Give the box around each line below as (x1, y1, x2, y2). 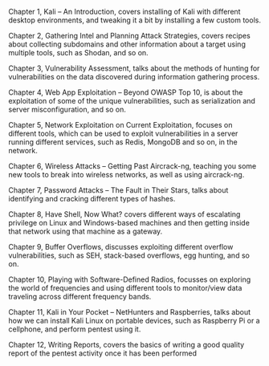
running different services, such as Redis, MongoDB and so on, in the (8, 137, 238, 147)
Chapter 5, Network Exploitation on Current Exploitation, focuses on (8, 120, 233, 129)
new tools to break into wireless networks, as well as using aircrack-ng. (8, 170, 245, 179)
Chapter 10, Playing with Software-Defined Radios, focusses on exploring (8, 274, 251, 284)
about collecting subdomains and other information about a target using (8, 39, 247, 49)
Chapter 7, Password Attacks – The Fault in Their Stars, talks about (8, 185, 229, 195)
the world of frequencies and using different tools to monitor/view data (8, 283, 243, 292)
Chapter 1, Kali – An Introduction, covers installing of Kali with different (8, 7, 241, 16)
